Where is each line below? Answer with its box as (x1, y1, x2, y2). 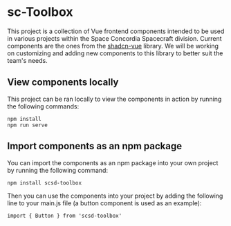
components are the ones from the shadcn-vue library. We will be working (7, 41, 219, 50)
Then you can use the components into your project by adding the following (7, 191, 223, 200)
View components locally (7, 77, 119, 88)
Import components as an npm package (7, 140, 183, 152)
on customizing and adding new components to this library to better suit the (7, 49, 223, 57)
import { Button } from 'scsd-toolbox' (7, 212, 122, 219)
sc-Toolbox (7, 4, 74, 20)
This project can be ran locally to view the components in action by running (7, 95, 222, 103)
